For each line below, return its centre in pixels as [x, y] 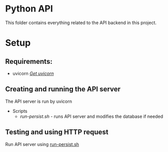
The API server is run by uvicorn [38, 101]
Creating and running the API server [63, 89]
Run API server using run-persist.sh [42, 144]
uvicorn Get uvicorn [33, 73]
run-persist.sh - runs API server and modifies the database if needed [92, 116]
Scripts [20, 111]
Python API [29, 9]
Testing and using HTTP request [57, 132]
